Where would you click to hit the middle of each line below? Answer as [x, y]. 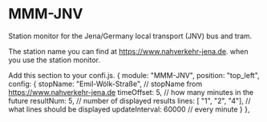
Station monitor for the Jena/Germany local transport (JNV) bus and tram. [130, 36]
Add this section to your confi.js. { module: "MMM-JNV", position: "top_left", [134, 75]
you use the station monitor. [54, 60]
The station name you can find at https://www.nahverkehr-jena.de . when [128, 51]
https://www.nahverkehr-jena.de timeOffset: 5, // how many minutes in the [131, 92]
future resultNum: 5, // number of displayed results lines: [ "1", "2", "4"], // [129, 100]
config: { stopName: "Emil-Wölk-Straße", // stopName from [105, 84]
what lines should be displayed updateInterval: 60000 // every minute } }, [129, 109]
